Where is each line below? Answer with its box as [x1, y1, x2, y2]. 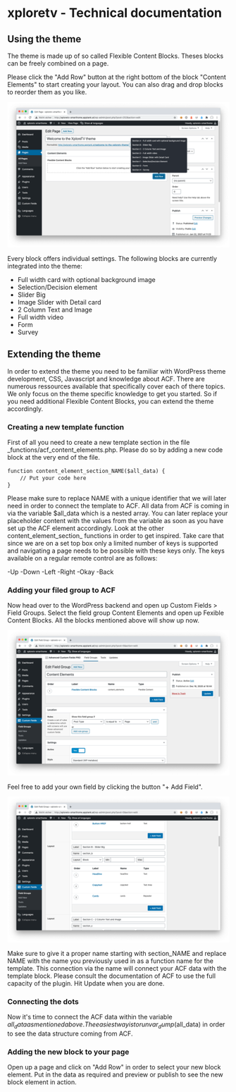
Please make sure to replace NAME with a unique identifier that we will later [7, 493, 227, 502]
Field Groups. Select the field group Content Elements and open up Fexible [7, 608, 224, 618]
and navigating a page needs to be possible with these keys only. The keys [7, 546, 225, 555]
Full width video [17, 312, 64, 321]
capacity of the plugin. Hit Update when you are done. [7, 978, 165, 988]
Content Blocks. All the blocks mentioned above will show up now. [7, 616, 199, 625]
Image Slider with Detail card [17, 297, 101, 306]
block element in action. [7, 1078, 77, 1086]
